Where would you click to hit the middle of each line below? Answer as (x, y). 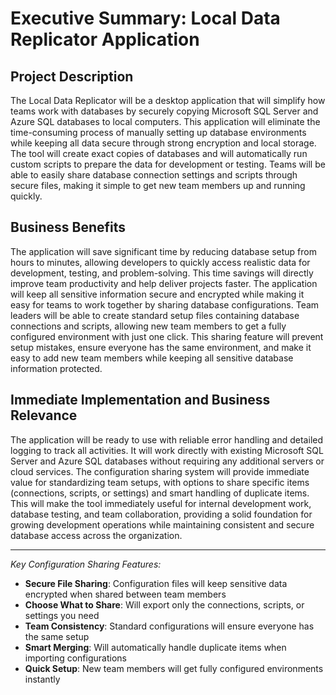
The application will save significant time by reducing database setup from (163, 251)
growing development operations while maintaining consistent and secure (162, 524)
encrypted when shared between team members (125, 594)
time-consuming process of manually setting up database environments (158, 132)
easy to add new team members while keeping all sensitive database (152, 358)
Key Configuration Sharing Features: (86, 564)
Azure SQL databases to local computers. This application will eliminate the (165, 121)
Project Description (72, 76)
